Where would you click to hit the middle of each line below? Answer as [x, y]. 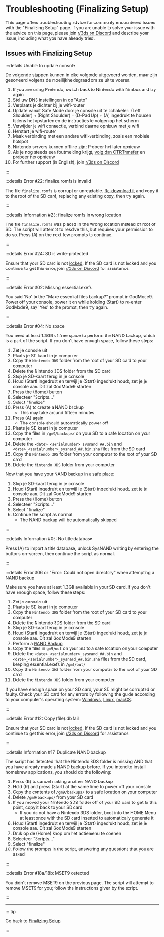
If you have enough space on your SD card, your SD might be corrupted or [80, 689]
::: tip [11, 911]
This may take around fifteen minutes [57, 412]
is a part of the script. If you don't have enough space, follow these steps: [80, 340]
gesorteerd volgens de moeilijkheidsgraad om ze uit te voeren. [68, 80]
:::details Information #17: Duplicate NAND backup [56, 752]
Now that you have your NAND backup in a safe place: [60, 474]
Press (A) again [28, 418]
